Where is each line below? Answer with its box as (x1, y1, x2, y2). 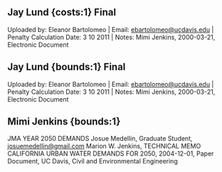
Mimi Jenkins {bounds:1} (7, 116, 121, 128)
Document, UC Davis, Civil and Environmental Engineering (7, 157, 178, 166)
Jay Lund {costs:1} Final (7, 6, 116, 18)
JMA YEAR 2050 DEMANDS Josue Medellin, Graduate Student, (7, 134, 194, 143)
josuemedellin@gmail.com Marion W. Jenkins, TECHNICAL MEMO (7, 142, 201, 151)
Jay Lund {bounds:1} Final (7, 61, 126, 73)
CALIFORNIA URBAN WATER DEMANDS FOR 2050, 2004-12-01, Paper (7, 149, 214, 158)
